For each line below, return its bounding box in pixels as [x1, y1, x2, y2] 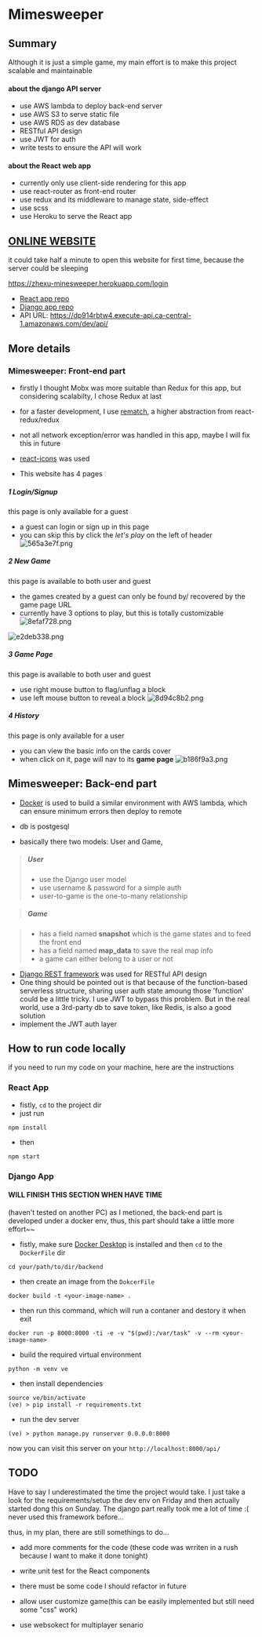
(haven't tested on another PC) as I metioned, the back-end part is [8, 1207, 223, 1217]
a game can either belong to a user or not [38, 953, 173, 963]
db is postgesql [19, 822, 70, 831]
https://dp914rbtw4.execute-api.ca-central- [49, 311, 192, 320]
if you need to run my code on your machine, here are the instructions [8, 1063, 235, 1072]
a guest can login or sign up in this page [19, 522, 150, 531]
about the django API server [8, 84, 102, 93]
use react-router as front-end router [19, 187, 136, 196]
